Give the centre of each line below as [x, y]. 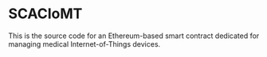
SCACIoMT [45, 14]
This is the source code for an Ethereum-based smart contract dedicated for [134, 36]
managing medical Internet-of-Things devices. [84, 44]
